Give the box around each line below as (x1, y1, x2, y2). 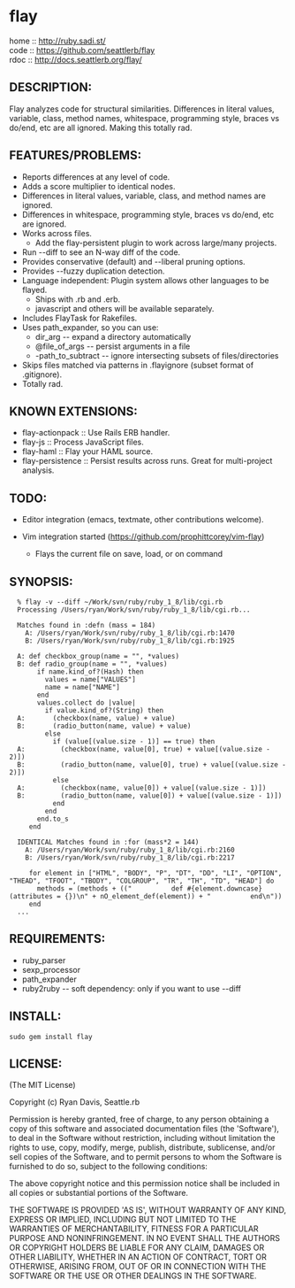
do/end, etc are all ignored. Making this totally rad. (9, 122, 193, 133)
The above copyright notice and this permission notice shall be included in (9, 1178, 280, 1189)
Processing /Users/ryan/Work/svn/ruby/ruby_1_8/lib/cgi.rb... (17, 605, 251, 614)
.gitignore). (21, 369, 63, 380)
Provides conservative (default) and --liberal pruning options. (21, 256, 246, 266)
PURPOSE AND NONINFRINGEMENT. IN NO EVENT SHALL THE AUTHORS (9, 1233, 281, 1244)
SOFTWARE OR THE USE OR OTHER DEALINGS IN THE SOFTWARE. (9, 1270, 257, 1281)
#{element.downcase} (186, 884, 263, 893)
